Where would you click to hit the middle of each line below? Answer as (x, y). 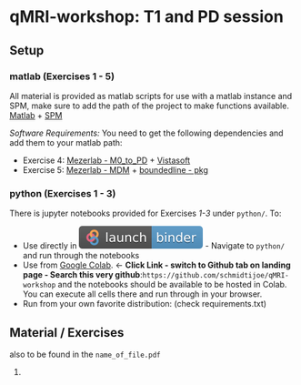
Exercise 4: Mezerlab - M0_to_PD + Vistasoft (106, 160)
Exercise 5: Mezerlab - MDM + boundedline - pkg (115, 169)
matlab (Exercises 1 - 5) (62, 76)
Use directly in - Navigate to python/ (153, 246)
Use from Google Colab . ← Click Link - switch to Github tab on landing (156, 265)
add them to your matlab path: (66, 142)
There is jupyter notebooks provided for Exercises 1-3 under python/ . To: (145, 213)
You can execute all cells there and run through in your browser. (142, 294)
